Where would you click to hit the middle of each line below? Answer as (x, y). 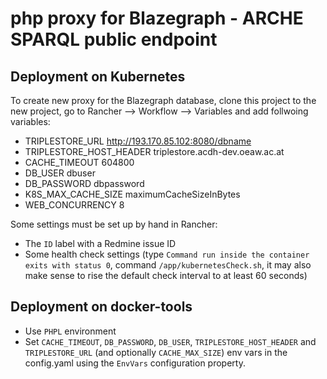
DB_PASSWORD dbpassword (84, 183)
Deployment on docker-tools (101, 307)
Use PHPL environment (70, 331)
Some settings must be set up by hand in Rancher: (114, 224)
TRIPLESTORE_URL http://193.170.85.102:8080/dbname (138, 141)
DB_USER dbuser (60, 173)
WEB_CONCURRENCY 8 (74, 205)
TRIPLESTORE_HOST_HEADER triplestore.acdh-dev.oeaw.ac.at (154, 151)
